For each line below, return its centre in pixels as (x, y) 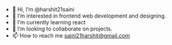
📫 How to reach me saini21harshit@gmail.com (71, 36)
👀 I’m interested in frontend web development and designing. (89, 16)
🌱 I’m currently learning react (49, 22)
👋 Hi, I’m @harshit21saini (43, 9)
